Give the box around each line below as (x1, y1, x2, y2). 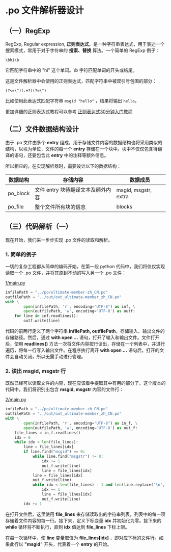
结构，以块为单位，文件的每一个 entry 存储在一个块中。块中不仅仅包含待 (5, 146, 158, 152)
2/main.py (5, 397, 26, 403)
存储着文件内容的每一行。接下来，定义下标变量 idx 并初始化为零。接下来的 (5, 517, 162, 523)
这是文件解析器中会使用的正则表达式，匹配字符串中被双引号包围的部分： (5, 78, 157, 84)
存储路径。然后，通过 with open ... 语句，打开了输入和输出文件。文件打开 (5, 334, 160, 340)
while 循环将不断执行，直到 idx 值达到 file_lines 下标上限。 (5, 523, 130, 530)
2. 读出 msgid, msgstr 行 (5, 367, 66, 375)
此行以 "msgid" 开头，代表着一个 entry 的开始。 (9, 541, 112, 547)
